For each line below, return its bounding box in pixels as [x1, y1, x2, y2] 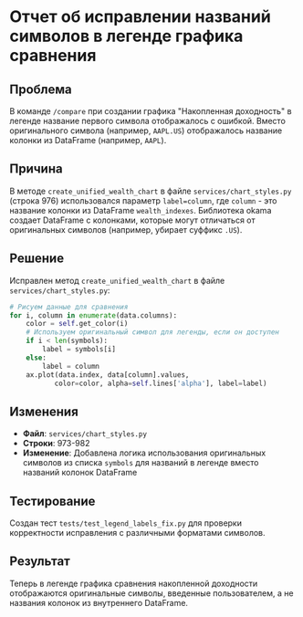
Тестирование [9, 493, 96, 508]
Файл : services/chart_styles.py [22, 428, 148, 439]
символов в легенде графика [9, 26, 244, 47]
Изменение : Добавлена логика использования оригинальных [22, 447, 266, 458]
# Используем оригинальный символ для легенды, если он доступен [26, 328, 280, 337]
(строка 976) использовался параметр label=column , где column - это [9, 194, 277, 206]
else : [26, 353, 47, 362]
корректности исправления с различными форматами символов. [9, 528, 266, 538]
